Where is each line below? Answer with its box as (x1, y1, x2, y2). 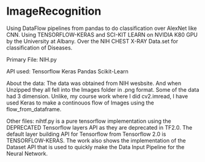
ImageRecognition (6, 4, 102, 18)
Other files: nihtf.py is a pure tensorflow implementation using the (6, 117, 171, 125)
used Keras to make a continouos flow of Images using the (6, 99, 154, 106)
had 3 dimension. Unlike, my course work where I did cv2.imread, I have (6, 92, 188, 100)
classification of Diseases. (6, 44, 73, 51)
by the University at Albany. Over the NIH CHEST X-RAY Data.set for (6, 37, 179, 45)
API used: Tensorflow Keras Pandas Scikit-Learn (6, 67, 129, 75)
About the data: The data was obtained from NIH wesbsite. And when (6, 79, 182, 87)
